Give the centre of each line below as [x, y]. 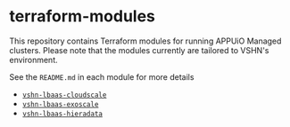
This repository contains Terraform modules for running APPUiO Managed [145, 41]
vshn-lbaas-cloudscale [64, 95]
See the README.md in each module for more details [102, 76]
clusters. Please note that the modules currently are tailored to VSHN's [139, 50]
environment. [33, 60]
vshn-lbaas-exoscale [60, 104]
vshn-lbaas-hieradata [62, 114]
